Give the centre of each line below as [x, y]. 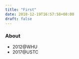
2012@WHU [25, 47]
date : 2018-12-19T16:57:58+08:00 [40, 14]
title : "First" [21, 10]
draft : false [19, 19]
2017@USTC [25, 52]
